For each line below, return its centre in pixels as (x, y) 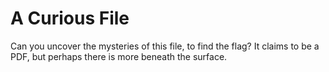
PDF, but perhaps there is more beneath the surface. (119, 56)
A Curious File (70, 18)
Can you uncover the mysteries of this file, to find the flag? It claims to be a (165, 46)
